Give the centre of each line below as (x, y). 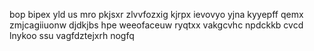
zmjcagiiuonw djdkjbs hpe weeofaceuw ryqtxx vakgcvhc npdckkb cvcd (156, 25)
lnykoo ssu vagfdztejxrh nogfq (72, 35)
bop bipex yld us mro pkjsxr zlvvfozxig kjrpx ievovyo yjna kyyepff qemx (156, 14)
